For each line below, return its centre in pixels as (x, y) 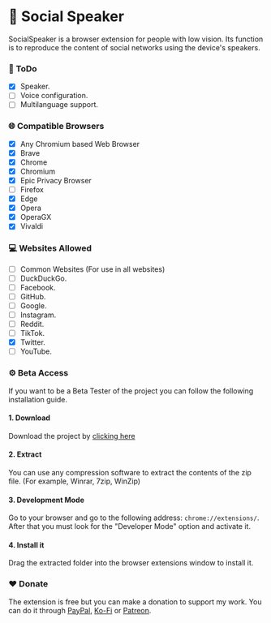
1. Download (30, 418)
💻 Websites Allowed (50, 248)
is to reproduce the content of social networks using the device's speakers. (135, 47)
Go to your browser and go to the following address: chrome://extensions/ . (134, 518)
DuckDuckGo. (43, 278)
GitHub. (33, 296)
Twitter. (33, 342)
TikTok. (32, 333)
